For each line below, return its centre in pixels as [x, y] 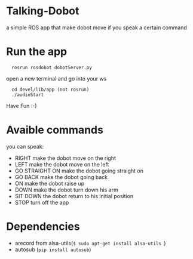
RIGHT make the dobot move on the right [65, 158]
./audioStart [28, 95]
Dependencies [43, 226]
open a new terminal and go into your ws [56, 78]
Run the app [37, 52]
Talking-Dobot [43, 11]
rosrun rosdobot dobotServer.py [52, 67]
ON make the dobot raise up [50, 183]
